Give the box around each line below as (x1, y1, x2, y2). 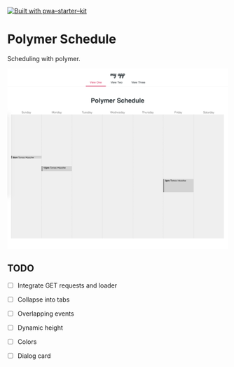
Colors (17, 337, 37, 346)
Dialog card (17, 352, 51, 360)
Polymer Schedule (7, 32, 117, 47)
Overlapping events (17, 309, 75, 318)
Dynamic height (17, 323, 63, 332)
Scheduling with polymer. (7, 54, 81, 63)
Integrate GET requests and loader (17, 281, 118, 290)
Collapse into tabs (17, 295, 70, 304)
